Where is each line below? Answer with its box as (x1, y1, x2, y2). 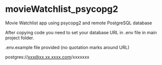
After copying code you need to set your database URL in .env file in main (5, 29, 157, 35)
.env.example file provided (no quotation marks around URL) (5, 44, 129, 50)
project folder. (5, 35, 34, 41)
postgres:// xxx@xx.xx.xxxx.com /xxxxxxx (5, 54, 90, 60)
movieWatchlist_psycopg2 (5, 3, 118, 15)
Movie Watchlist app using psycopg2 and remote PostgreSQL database (5, 20, 152, 26)
